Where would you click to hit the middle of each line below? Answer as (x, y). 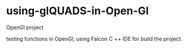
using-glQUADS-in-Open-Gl (78, 11)
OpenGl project (25, 27)
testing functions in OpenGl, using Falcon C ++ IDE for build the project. (94, 39)
